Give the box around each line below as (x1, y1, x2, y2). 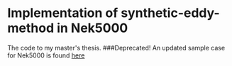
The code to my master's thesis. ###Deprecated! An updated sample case (7, 43, 226, 52)
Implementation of (7, 5, 118, 21)
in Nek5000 (56, 20, 128, 36)
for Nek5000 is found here (7, 51, 85, 60)
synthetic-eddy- (120, 5, 220, 21)
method (7, 20, 55, 36)
